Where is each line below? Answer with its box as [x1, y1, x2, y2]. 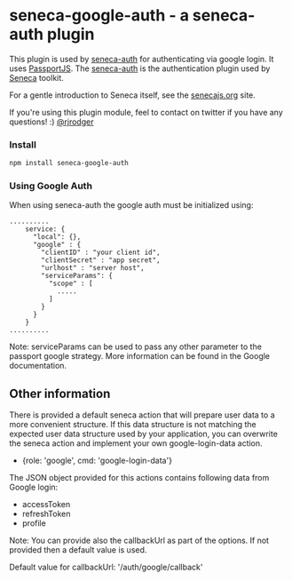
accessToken [21, 499, 71, 510]
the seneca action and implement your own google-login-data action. [9, 438, 264, 449]
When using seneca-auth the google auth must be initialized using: [9, 200, 254, 211]
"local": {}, [32, 233, 82, 242]
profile [21, 518, 46, 529]
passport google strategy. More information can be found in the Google [9, 351, 271, 362]
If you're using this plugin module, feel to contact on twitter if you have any [9, 107, 284, 117]
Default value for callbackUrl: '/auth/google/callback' [9, 561, 203, 573]
